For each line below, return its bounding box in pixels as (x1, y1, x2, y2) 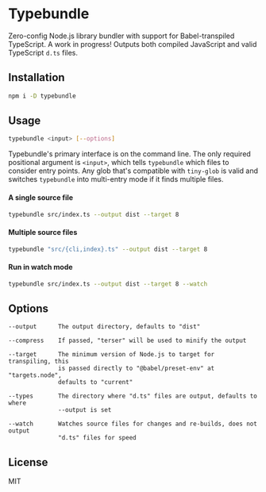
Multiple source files (8, 227, 78, 236)
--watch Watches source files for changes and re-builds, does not (8, 420, 258, 429)
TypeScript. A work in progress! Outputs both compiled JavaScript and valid (8, 39, 257, 48)
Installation (8, 71, 65, 84)
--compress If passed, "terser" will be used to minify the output (8, 336, 247, 345)
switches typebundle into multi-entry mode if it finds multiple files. (8, 175, 224, 184)
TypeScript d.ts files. (8, 48, 78, 57)
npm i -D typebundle (8, 92, 77, 100)
